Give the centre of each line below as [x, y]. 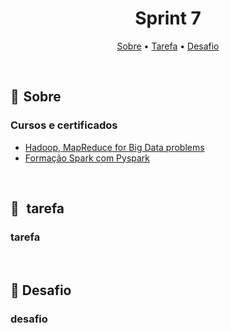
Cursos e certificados [64, 125]
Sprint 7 [168, 18]
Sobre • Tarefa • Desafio [168, 46]
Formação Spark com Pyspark [87, 158]
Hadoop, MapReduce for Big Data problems [114, 147]
